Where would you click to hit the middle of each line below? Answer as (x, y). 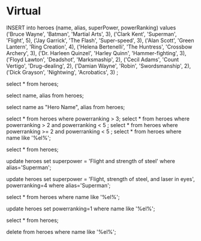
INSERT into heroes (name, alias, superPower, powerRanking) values (91, 28)
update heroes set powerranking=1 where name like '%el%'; (81, 209)
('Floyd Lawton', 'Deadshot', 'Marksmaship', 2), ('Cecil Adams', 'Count (92, 59)
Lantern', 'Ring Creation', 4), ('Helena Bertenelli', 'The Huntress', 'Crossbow (99, 47)
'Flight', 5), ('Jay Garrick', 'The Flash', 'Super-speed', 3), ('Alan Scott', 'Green (100, 40)
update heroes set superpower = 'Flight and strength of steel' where (91, 161)
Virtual (23, 11)
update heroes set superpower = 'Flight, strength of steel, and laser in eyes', (100, 179)
